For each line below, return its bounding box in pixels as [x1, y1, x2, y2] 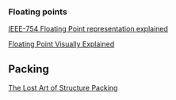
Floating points [8, 6, 67, 17]
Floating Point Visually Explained [8, 39, 115, 49]
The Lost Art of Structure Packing [8, 83, 118, 93]
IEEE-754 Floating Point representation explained [8, 24, 169, 34]
